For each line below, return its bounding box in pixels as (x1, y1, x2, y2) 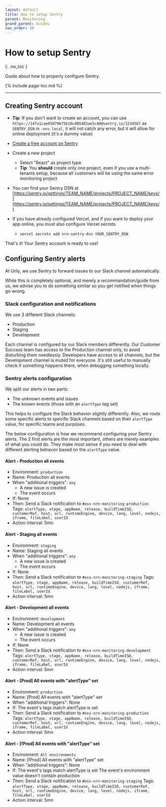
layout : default (5, 7, 39, 12)
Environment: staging (12, 542, 56, 548)
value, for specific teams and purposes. (5, 421, 86, 427)
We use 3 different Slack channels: (5, 311, 76, 318)
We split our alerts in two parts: (5, 386, 69, 392)
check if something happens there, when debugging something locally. (5, 362, 150, 368)
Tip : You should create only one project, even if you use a (19, 165, 138, 171)
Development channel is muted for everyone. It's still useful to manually (5, 357, 151, 363)
